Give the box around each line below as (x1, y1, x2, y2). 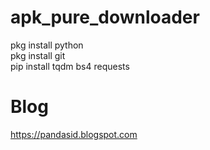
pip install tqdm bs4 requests (10, 60, 130, 72)
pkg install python (10, 39, 84, 51)
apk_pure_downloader (10, 6, 200, 29)
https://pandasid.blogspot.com (10, 128, 138, 140)
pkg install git (10, 49, 66, 61)
